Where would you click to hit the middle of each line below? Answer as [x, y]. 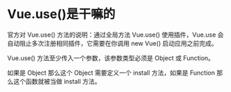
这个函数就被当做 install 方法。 [57, 81]
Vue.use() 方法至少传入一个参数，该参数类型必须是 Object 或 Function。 [111, 58]
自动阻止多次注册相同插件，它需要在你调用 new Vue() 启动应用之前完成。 [112, 43]
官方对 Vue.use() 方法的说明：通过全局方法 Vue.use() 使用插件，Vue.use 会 [116, 35]
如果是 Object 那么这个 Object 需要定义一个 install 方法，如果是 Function [111, 73]
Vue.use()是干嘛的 [61, 14]
